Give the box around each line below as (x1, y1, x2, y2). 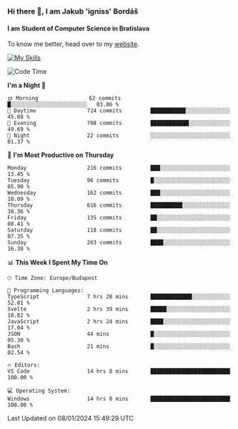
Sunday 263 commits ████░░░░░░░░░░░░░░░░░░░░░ (7, 239, 231, 246)
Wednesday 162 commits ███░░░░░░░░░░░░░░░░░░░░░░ (7, 190, 231, 197)
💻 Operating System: (7, 387, 71, 395)
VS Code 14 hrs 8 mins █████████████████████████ (7, 368, 231, 375)
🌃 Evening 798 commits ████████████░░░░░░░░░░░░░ (7, 120, 231, 127)
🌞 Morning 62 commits (7, 95, 121, 102)
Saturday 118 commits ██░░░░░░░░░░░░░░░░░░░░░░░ (7, 227, 231, 234)
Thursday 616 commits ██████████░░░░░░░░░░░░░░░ (7, 202, 231, 209)
